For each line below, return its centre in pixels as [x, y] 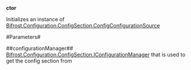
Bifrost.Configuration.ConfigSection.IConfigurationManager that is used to [96, 54]
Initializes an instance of [35, 19]
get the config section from [39, 61]
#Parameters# [24, 37]
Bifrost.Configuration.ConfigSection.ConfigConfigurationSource [83, 26]
